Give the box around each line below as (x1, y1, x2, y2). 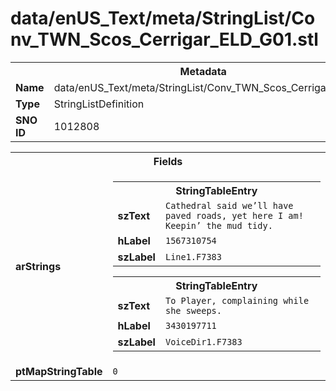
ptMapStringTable (15, 364, 103, 378)
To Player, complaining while (164, 295, 310, 306)
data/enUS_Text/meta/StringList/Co (10, 7, 316, 30)
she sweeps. (164, 305, 222, 316)
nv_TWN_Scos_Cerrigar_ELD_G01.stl (10, 28, 319, 51)
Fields (153, 154, 183, 168)
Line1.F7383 (164, 251, 222, 262)
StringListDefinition (53, 97, 145, 111)
